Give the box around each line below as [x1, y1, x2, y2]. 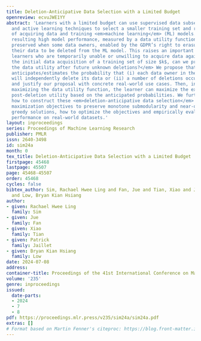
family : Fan [11, 220, 42, 226]
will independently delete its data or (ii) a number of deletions [11, 75, 184, 81]
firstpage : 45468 [6, 159, 50, 165]
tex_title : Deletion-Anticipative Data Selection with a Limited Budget [6, 153, 191, 159]
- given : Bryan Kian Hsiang [6, 248, 77, 254]
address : [6, 264, 28, 271]
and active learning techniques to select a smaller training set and [11, 25, 191, 32]
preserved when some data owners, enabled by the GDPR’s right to [11, 42, 181, 48]
